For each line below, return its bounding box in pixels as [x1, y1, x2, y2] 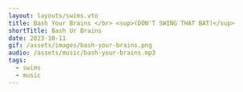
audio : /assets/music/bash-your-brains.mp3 [8, 49, 156, 57]
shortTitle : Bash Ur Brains [8, 26, 103, 34]
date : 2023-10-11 [8, 34, 67, 42]
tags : [8, 57, 26, 65]
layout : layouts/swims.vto [8, 11, 99, 20]
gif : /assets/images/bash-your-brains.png [8, 42, 152, 50]
